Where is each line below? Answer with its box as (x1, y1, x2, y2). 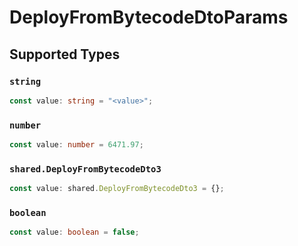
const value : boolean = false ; (9, 227, 140, 238)
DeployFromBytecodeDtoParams (9, 6, 289, 29)
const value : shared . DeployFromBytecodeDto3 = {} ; (9, 184, 225, 194)
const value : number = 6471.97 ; (9, 140, 144, 150)
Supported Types (9, 46, 121, 63)
